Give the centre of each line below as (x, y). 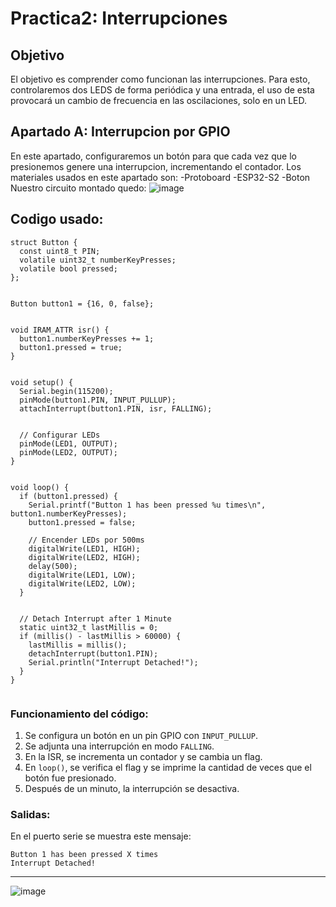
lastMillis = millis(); (78, 645)
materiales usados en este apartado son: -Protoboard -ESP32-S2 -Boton (160, 177)
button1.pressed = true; (71, 347)
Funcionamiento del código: (79, 714)
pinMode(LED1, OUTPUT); (68, 443)
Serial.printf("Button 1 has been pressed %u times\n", (147, 505)
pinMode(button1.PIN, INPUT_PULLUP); (98, 400)
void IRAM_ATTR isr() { (60, 330)
